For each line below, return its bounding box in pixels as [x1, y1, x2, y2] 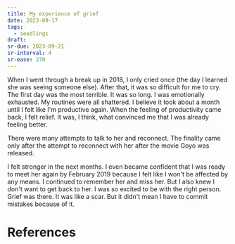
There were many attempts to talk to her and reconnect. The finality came [7, 134, 221, 142]
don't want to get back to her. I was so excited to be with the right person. [7, 184, 222, 193]
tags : [7, 23, 23, 30]
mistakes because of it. [7, 200, 75, 208]
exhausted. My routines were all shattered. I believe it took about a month [7, 98, 220, 106]
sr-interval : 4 [7, 50, 52, 57]
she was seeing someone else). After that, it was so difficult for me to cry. [7, 82, 221, 91]
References [7, 224, 76, 240]
